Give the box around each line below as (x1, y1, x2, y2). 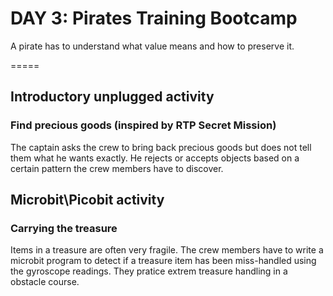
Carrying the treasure (10, 221, 118, 235)
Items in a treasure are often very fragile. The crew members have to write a (10, 244, 324, 256)
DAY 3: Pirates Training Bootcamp (10, 7, 298, 30)
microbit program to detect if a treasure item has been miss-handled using (10, 255, 317, 267)
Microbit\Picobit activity (10, 192, 165, 209)
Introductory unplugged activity (10, 88, 215, 106)
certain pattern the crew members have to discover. (10, 162, 224, 174)
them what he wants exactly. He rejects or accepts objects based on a (10, 152, 300, 164)
